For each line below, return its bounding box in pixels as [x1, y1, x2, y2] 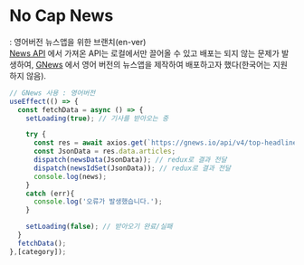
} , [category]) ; [9, 247, 67, 256]
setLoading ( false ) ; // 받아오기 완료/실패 [25, 222, 174, 232]
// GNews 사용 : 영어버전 [9, 88, 96, 98]
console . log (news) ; [33, 172, 107, 181]
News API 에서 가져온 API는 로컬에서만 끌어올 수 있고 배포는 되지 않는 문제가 [9, 47, 280, 59]
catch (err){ [25, 189, 75, 198]
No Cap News [9, 5, 114, 26]
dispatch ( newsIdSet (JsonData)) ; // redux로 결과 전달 [33, 164, 232, 173]
